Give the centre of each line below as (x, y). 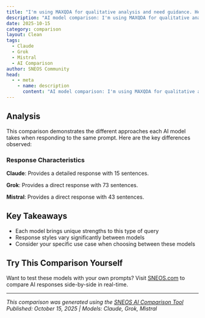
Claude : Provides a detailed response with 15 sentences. (78, 173)
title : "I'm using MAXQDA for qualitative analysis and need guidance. (99, 12)
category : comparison (34, 29)
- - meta (23, 80)
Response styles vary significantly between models (80, 237)
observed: (19, 144)
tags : (13, 40)
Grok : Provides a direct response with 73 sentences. (72, 185)
